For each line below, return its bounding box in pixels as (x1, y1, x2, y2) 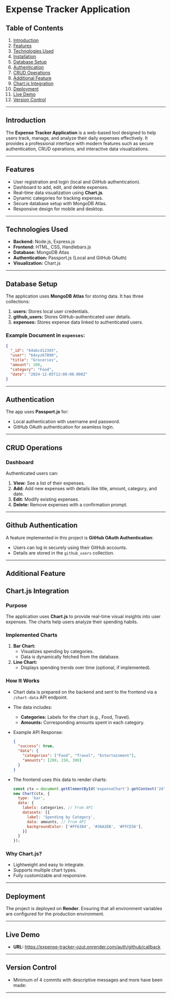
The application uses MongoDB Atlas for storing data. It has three (6, 293, 144, 299)
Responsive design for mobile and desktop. (13, 206, 104, 212)
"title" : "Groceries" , (10, 358, 58, 363)
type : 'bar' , (18, 796, 46, 801)
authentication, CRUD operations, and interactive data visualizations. (6, 146, 149, 152)
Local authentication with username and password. (13, 418, 121, 425)
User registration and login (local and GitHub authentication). (13, 179, 141, 185)
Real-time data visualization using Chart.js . (13, 189, 104, 196)
